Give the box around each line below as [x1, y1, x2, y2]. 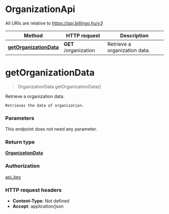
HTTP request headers [5, 186, 62, 193]
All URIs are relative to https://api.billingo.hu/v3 [5, 20, 103, 26]
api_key [5, 174, 21, 180]
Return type [5, 139, 35, 146]
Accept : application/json [12, 203, 64, 209]
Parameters [5, 115, 34, 122]
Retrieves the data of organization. [5, 103, 84, 108]
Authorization [5, 162, 40, 169]
